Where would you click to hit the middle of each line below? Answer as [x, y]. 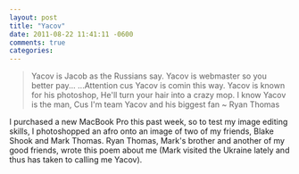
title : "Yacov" [37, 26]
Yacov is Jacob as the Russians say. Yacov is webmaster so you [149, 76]
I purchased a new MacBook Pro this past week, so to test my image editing [149, 122]
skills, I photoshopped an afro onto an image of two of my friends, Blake [141, 131]
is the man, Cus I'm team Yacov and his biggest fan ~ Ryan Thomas [155, 104]
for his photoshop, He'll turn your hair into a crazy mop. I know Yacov [158, 95]
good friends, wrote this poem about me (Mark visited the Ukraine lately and [149, 150]
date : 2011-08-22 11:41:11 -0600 [71, 34]
